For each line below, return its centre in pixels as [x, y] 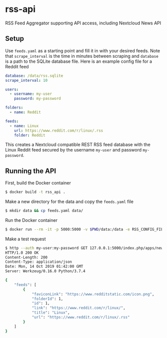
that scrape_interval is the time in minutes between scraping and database [82, 56]
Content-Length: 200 [27, 257]
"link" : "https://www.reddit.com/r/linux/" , [79, 308]
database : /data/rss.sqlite [34, 76]
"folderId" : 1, [47, 299]
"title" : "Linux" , [51, 313]
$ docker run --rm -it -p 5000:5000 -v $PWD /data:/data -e [68, 229]
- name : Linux [24, 126]
